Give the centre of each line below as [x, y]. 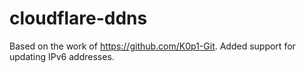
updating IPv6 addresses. [62, 56]
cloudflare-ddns [78, 18]
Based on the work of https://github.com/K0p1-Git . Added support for [152, 46]
